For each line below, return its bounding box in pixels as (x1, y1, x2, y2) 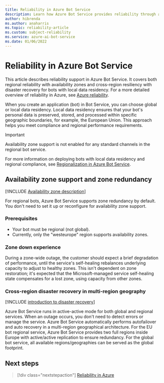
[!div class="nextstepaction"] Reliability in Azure (17, 372, 115, 378)
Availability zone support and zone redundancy (5, 175, 152, 184)
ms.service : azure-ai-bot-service (5, 35, 76, 40)
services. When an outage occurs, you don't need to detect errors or (5, 314, 143, 320)
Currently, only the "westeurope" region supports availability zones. (12, 231, 149, 238)
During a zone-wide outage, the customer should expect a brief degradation (5, 255, 159, 261)
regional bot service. (5, 146, 47, 152)
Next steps (5, 359, 39, 367)
